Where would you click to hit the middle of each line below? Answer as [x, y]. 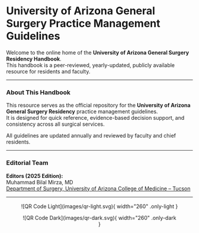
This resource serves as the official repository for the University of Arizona [98, 106]
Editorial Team [27, 163]
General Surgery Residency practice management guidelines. [82, 111]
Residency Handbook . [34, 59]
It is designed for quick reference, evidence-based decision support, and [95, 118]
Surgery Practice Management [84, 23]
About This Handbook [38, 92]
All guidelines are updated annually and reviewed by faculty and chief [91, 136]
